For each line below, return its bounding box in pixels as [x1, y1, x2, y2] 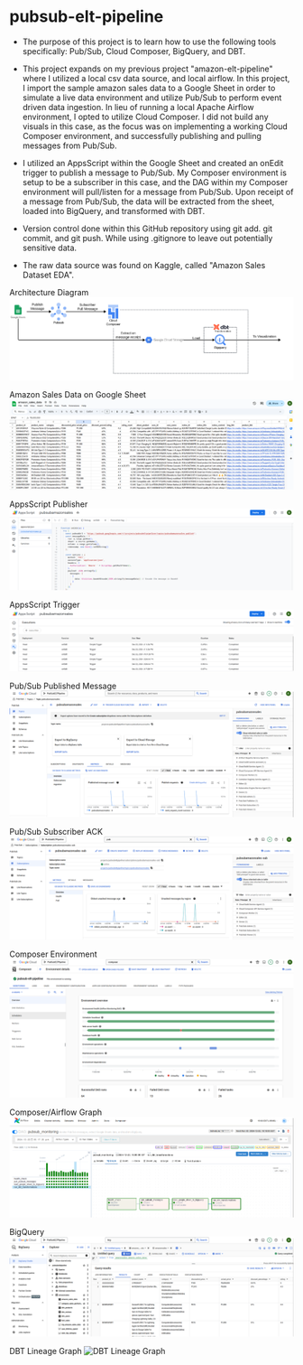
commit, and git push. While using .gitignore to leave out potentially [22, 232, 273, 243]
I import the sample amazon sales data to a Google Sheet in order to [22, 82, 276, 93]
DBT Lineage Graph [9, 1346, 83, 1357]
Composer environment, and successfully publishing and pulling [22, 130, 262, 141]
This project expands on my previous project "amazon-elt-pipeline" [22, 63, 273, 74]
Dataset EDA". [22, 269, 75, 280]
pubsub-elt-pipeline [9, 6, 164, 27]
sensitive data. [22, 242, 78, 253]
